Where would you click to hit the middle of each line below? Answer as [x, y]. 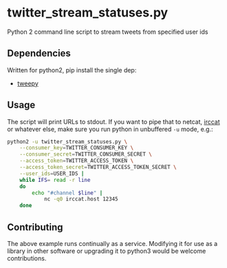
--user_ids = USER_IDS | [52, 174]
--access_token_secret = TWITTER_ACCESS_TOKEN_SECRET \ [98, 167]
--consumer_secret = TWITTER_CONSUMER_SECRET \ [86, 154]
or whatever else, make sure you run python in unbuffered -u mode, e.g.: [110, 129]
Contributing [35, 227]
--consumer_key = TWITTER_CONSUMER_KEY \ [77, 148]
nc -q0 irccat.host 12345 [81, 199]
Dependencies [39, 53]
